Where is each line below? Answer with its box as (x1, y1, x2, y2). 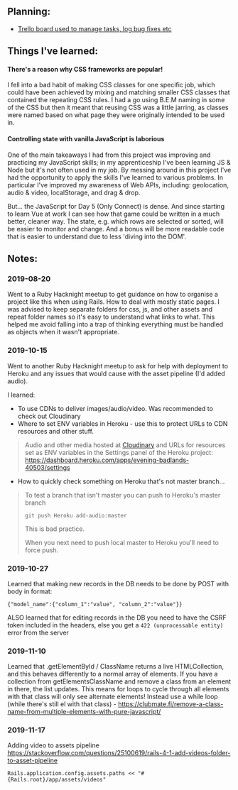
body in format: (7, 587, 53, 596)
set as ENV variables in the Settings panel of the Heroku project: (24, 448, 213, 456)
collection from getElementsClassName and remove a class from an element (7, 677, 232, 686)
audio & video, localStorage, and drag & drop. (7, 188, 141, 197)
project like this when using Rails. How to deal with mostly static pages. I (7, 297, 220, 306)
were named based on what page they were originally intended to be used (7, 111, 225, 119)
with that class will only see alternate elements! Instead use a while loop (7, 692, 218, 701)
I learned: (7, 390, 36, 399)
